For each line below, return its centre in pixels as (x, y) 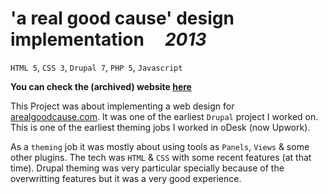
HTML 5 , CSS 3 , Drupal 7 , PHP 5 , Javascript (96, 67)
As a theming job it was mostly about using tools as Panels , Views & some (160, 146)
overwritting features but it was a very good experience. (126, 178)
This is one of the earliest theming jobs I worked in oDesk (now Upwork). (160, 127)
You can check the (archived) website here (101, 86)
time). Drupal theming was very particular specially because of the (147, 168)
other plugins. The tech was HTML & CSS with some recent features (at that (161, 157)
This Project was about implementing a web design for (122, 106)
